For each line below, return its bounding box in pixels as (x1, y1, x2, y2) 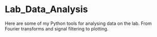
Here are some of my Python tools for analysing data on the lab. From (5, 20, 152, 26)
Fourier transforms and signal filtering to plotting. (5, 25, 109, 31)
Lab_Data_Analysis (5, 4, 88, 15)
